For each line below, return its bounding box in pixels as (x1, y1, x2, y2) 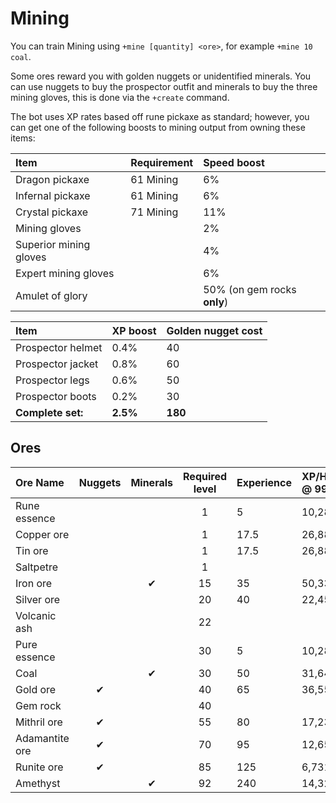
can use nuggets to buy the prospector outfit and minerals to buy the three (10, 80, 318, 92)
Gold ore (15, 682, 57, 696)
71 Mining (130, 205, 179, 219)
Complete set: (15, 405, 84, 419)
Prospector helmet (15, 340, 103, 354)
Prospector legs (15, 373, 90, 387)
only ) (203, 295, 229, 309)
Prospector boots (15, 389, 97, 403)
